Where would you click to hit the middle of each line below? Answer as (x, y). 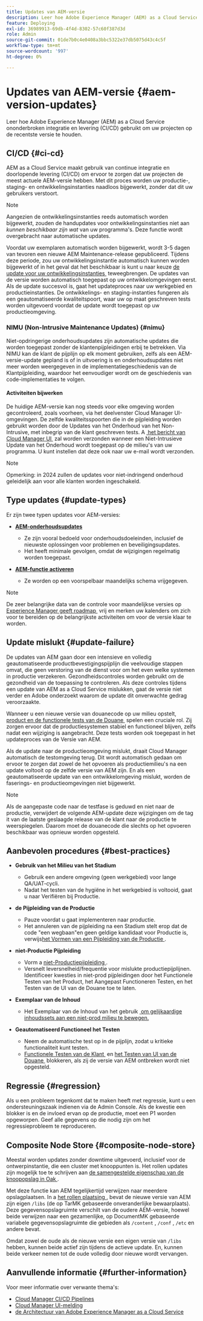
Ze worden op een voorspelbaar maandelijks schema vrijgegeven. (106, 581)
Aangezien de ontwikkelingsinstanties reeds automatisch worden (87, 217)
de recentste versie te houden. (44, 134)
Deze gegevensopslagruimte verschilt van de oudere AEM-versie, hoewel (98, 1210)
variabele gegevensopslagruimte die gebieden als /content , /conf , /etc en (100, 1223)
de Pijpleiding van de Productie (55, 908)
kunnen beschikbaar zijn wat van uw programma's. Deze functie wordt (95, 229)
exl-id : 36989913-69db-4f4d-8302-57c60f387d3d (66, 29)
